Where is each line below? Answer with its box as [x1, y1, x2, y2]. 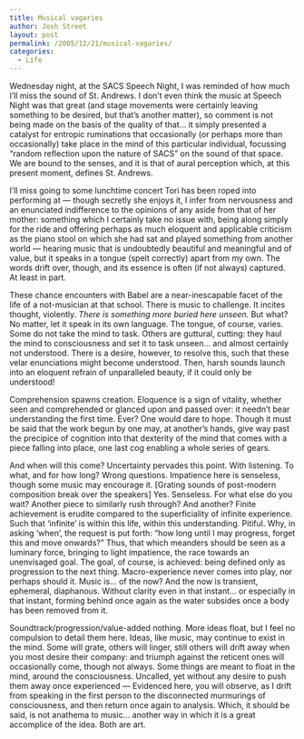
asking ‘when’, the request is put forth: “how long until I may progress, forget [9, 528, 296, 538]
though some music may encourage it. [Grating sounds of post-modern [9, 479, 277, 490]
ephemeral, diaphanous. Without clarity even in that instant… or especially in [9, 585, 296, 596]
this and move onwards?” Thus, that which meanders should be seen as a [9, 537, 286, 548]
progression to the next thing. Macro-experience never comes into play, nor [9, 566, 293, 577]
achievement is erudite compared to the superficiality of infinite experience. [9, 508, 293, 519]
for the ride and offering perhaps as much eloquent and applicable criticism [9, 224, 292, 235]
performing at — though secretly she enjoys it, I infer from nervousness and [9, 195, 293, 205]
